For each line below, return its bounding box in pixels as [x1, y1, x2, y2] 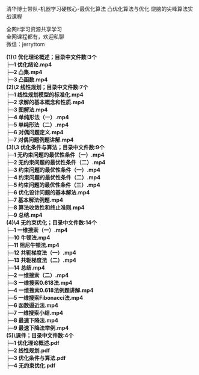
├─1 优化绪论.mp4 [6, 61, 52, 68]
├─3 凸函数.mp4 [6, 76, 48, 83]
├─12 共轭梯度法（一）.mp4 [6, 249, 76, 256]
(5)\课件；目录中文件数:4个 [6, 332, 74, 339]
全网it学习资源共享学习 [6, 26, 62, 33]
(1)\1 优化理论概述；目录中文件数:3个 [6, 54, 97, 60]
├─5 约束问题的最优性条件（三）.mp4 [6, 181, 100, 188]
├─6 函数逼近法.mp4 [6, 302, 58, 309]
